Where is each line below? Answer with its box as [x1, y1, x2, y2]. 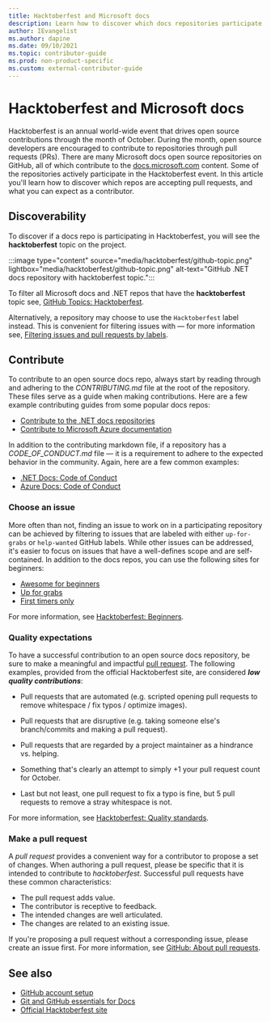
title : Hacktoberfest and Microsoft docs [8, 11, 150, 20]
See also [8, 966, 53, 980]
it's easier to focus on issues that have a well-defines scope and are [8, 546, 236, 555]
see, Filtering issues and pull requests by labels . [8, 329, 168, 340]
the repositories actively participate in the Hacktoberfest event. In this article [8, 169, 264, 179]
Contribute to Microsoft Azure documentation [19, 424, 172, 434]
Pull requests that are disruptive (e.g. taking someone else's [19, 716, 221, 725]
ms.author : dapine [8, 34, 70, 43]
